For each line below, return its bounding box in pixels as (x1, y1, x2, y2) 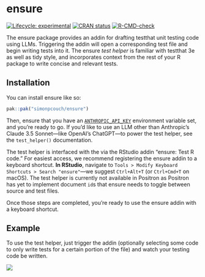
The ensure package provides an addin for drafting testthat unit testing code (6, 34, 199, 41)
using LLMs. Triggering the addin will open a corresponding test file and (6, 40, 188, 48)
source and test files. (6, 187, 59, 194)
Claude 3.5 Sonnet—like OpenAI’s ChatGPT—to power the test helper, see (6, 130, 193, 137)
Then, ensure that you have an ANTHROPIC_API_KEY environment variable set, (6, 117, 197, 124)
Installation (6, 78, 50, 88)
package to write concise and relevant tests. (6, 60, 118, 67)
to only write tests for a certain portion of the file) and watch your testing (6, 246, 190, 253)
